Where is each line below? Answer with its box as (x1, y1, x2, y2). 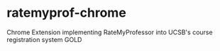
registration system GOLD (6, 35, 82, 43)
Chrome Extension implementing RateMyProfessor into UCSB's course (6, 28, 214, 36)
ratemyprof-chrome (6, 5, 127, 21)
